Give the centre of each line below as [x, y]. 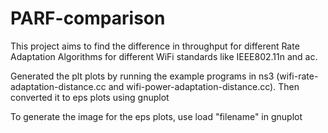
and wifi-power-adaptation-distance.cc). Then [204, 86]
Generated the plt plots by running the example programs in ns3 [142, 76]
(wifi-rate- [297, 76]
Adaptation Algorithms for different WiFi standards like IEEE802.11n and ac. [164, 56]
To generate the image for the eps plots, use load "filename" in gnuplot [156, 116]
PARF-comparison [88, 18]
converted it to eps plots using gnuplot [90, 97]
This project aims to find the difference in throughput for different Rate [155, 46]
